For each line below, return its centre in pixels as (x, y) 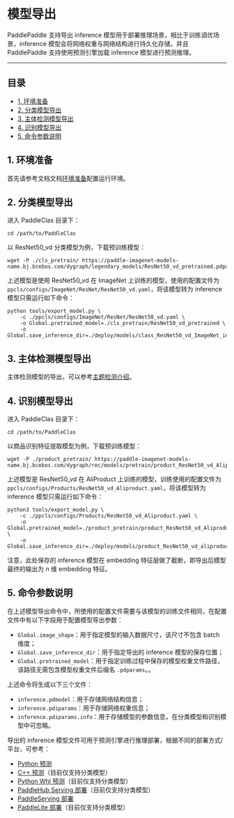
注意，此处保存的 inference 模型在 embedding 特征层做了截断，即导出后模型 (117, 560)
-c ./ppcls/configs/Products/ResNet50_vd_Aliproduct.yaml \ (109, 516)
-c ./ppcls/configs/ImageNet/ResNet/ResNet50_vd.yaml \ (103, 317)
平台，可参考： (29, 749)
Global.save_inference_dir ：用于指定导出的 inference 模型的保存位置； (120, 652)
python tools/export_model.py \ (54, 311)
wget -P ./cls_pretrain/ (43, 261)
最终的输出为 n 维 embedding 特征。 (59, 569)
